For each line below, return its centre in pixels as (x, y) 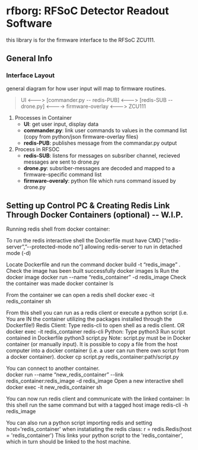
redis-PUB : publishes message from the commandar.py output (100, 143)
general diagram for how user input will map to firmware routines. (86, 88)
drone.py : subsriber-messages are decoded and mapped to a (99, 168)
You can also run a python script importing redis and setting (79, 423)
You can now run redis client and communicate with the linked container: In (98, 399)
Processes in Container (43, 117)
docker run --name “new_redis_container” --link (65, 375)
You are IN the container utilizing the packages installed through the (89, 319)
